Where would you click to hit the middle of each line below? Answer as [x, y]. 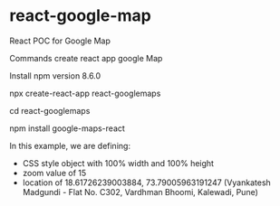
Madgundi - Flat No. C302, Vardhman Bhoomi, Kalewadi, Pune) [140, 192]
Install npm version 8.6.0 [55, 75]
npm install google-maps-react [67, 128]
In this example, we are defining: [70, 145]
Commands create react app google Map [86, 58]
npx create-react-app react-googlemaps [85, 93]
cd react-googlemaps [50, 110]
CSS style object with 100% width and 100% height [118, 163]
